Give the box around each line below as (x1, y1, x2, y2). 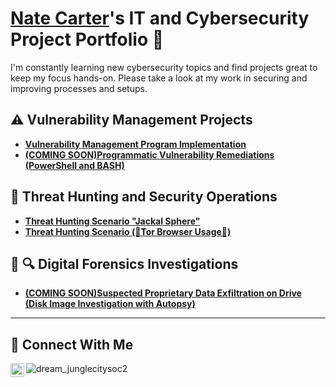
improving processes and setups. (10, 82, 148, 94)
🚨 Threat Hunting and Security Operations (10, 188, 278, 206)
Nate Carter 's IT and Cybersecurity (10, 7, 310, 30)
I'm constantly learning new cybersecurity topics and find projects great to (10, 61, 318, 73)
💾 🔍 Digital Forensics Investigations (10, 255, 239, 272)
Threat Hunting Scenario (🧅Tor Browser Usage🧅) (24, 225, 232, 237)
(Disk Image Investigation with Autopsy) (24, 298, 196, 310)
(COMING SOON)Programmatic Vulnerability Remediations (24, 148, 275, 161)
